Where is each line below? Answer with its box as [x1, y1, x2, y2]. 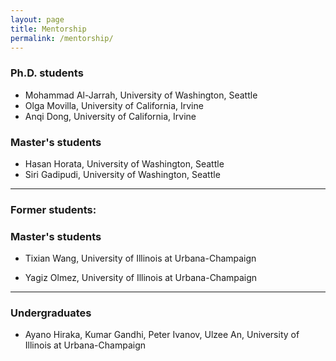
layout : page [10, 14, 65, 25]
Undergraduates [10, 306, 92, 320]
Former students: [10, 202, 97, 216]
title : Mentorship [10, 24, 87, 34]
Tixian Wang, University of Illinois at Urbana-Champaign [24, 252, 257, 265]
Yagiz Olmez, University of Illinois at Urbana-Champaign [24, 272, 258, 284]
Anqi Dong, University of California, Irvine [24, 110, 197, 122]
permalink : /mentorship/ [10, 33, 114, 43]
